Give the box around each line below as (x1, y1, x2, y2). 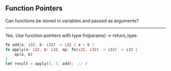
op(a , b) (14, 52, 33, 57)
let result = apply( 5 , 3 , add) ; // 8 (5, 61, 88, 66)
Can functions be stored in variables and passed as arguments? (5, 17, 139, 23)
